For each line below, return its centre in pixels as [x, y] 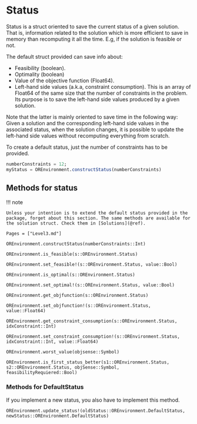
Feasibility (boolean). [40, 68]
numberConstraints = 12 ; [36, 164]
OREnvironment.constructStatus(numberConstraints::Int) [76, 244]
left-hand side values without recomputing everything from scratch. [88, 135]
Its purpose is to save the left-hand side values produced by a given [97, 99]
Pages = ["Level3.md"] [34, 233]
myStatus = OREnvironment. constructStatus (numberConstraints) [84, 169]
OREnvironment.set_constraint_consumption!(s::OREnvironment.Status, [93, 336]
